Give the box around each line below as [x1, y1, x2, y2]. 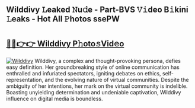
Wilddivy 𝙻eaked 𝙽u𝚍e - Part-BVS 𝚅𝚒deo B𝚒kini [6, 5, 188, 15]
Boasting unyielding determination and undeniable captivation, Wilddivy [6, 89, 181, 96]
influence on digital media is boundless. [6, 95, 103, 102]
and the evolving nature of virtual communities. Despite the [44, 77, 189, 83]
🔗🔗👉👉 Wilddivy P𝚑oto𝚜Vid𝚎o [6, 39, 124, 49]
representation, [6, 77, 43, 83]
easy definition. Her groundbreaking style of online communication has [6, 63, 180, 71]
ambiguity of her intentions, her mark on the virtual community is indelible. [6, 82, 188, 90]
